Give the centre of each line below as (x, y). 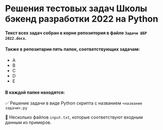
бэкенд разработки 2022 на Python (82, 19)
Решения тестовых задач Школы (76, 9)
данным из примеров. (28, 123)
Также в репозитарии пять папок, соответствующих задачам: (73, 49)
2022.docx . (16, 38)
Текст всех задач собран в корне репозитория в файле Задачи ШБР (76, 33)
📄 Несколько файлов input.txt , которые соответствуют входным (74, 117)
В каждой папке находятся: (35, 92)
